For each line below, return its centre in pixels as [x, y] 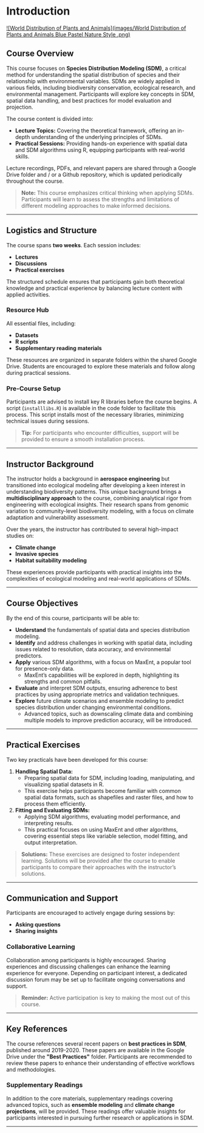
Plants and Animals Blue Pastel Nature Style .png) [68, 34]
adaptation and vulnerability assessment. [58, 517]
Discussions [31, 263]
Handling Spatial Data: [44, 771]
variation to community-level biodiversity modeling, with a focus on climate [100, 511]
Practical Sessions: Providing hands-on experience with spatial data [101, 143]
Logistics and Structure [52, 231]
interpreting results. [49, 823]
